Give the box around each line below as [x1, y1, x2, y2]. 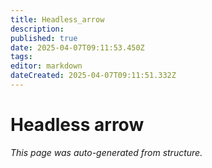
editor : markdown [10, 61, 83, 71]
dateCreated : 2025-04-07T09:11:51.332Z [10, 71, 177, 81]
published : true [10, 33, 78, 43]
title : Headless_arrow [10, 14, 105, 25]
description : [10, 24, 65, 34]
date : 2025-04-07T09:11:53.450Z [10, 42, 145, 53]
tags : [10, 52, 33, 62]
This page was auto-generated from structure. [10, 146, 203, 158]
